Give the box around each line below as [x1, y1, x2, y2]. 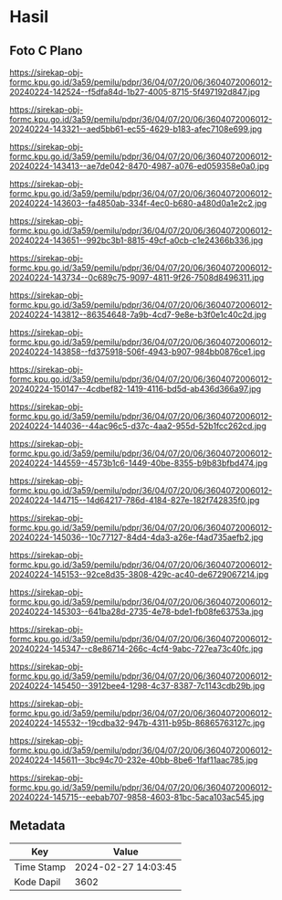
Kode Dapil [14, 875, 61, 888]
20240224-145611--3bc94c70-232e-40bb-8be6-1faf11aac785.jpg [9, 755, 258, 765]
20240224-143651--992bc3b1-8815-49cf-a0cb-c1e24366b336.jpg [9, 235, 264, 246]
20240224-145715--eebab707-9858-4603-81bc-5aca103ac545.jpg [9, 792, 265, 802]
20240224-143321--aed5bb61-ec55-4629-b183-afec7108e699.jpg [9, 123, 263, 134]
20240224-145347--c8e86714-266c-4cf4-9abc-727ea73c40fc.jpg [9, 643, 264, 654]
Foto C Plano [9, 43, 83, 58]
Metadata [9, 818, 66, 833]
